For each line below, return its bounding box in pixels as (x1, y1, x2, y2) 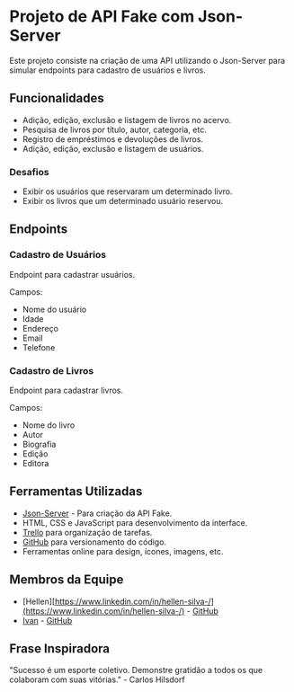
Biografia (22, 439, 57, 450)
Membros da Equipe (9, 572, 124, 588)
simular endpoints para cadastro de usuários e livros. (9, 65, 207, 75)
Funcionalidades (9, 91, 105, 106)
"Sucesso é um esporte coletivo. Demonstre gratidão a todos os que (9, 665, 263, 676)
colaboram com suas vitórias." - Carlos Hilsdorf (9, 674, 186, 685)
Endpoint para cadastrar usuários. (9, 269, 136, 279)
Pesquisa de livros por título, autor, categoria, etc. (22, 124, 207, 135)
